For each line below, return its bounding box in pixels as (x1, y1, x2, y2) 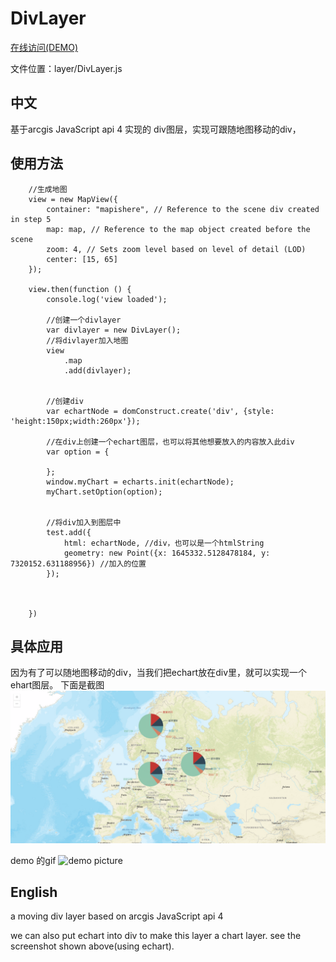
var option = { (46, 447, 110, 457)
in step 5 (10, 214, 52, 224)
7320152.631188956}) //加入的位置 (10, 558, 147, 569)
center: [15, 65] (46, 254, 118, 264)
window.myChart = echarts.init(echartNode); (46, 477, 235, 487)
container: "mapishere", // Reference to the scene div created (46, 204, 320, 214)
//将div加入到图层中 (46, 517, 122, 527)
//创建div (46, 396, 84, 406)
